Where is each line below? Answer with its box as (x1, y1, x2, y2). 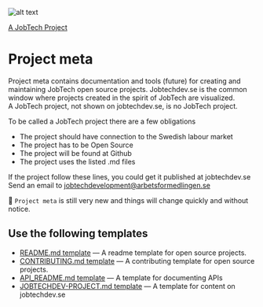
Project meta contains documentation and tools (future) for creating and (8, 76, 241, 86)
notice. (8, 204, 31, 213)
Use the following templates (8, 227, 148, 240)
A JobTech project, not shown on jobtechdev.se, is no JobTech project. (8, 101, 238, 110)
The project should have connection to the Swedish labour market (19, 131, 233, 141)
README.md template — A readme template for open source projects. (19, 248, 247, 257)
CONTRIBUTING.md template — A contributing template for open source (19, 256, 255, 265)
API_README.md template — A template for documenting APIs (19, 272, 223, 283)
